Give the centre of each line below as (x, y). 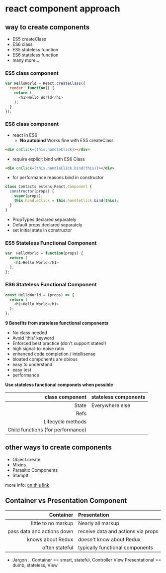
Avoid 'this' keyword (33, 338)
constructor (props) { (32, 191)
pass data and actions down (41, 531)
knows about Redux (50, 539)
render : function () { (32, 88)
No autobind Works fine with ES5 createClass (67, 140)
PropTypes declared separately (44, 219)
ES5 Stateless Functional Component (51, 243)
